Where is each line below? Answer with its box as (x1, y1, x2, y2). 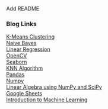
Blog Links (6, 20, 37, 28)
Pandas (6, 71, 25, 78)
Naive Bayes (6, 40, 37, 47)
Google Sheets (6, 90, 43, 97)
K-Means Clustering (6, 33, 55, 40)
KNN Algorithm (6, 65, 43, 72)
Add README (6, 5, 40, 12)
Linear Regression (6, 46, 50, 53)
